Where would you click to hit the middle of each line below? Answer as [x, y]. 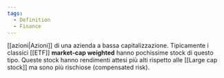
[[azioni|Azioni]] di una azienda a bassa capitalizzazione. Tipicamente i [108, 46]
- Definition [32, 20]
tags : [15, 13]
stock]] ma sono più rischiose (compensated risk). [79, 67]
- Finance [27, 26]
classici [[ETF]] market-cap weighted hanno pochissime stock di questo [110, 53]
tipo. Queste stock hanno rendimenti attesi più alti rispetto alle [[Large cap [112, 60]
